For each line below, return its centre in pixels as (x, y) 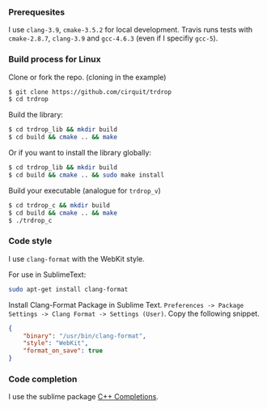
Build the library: (36, 115)
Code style (30, 241)
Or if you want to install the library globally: (80, 153)
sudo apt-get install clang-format (68, 289)
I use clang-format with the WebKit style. (77, 258)
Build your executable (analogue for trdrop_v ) (85, 190)
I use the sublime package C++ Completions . (84, 397)
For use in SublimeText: (47, 275)
